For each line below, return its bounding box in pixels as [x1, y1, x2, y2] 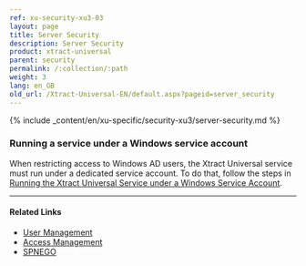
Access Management [22, 237, 103, 247]
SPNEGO [22, 247, 56, 257]
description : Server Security [9, 38, 125, 48]
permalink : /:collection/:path [9, 65, 128, 74]
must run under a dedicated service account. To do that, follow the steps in [9, 168, 291, 179]
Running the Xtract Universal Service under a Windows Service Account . [9, 177, 282, 188]
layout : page [9, 22, 59, 31]
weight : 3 [9, 73, 47, 82]
